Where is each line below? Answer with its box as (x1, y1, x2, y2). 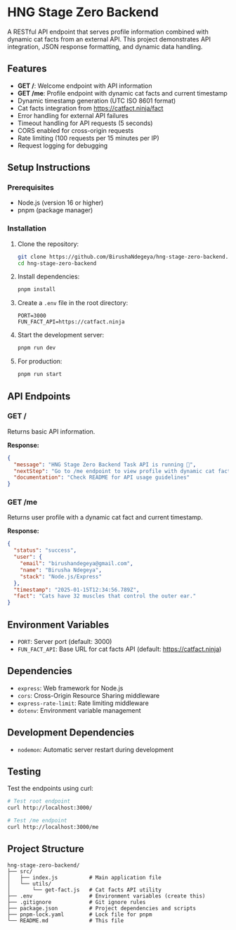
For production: (17, 357, 63, 366)
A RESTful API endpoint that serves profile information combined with (7, 27, 209, 36)
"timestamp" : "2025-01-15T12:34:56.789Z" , (13, 586, 140, 593)
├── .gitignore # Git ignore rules (7, 898, 146, 905)
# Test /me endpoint (7, 817, 68, 825)
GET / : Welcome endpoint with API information (17, 82, 152, 90)
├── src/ (7, 867, 33, 875)
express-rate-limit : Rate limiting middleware (17, 699, 149, 707)
